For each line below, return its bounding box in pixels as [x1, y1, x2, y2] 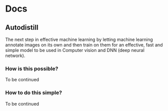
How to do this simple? [5, 89, 62, 96]
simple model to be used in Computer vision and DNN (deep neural [5, 47, 145, 53]
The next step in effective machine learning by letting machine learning [5, 36, 153, 42]
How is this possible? [5, 65, 59, 72]
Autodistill [5, 23, 39, 32]
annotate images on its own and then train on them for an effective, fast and [5, 42, 163, 48]
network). [5, 52, 26, 59]
